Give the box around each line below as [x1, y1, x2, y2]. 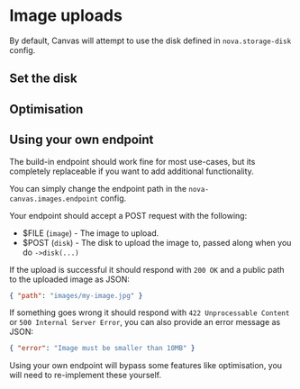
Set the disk [9, 71, 78, 86]
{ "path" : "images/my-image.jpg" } [9, 291, 143, 300]
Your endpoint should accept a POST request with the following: [9, 210, 248, 221]
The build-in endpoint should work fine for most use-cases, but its [9, 156, 256, 167]
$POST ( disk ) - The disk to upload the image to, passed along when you [22, 237, 292, 248]
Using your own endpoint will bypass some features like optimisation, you [9, 360, 282, 371]
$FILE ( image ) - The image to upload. [22, 227, 159, 239]
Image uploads [9, 5, 123, 26]
